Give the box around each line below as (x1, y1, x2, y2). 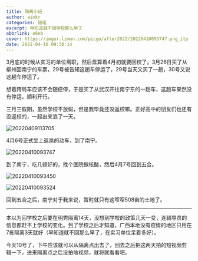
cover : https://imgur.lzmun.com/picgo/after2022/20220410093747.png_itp (6, 36, 189, 42)
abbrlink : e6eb (6, 31, 44, 37)
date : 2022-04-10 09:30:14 (6, 42, 72, 48)
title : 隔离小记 (6, 8, 42, 15)
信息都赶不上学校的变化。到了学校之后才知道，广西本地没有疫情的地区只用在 (6, 222, 192, 229)
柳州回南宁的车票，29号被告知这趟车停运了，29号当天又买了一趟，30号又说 (6, 65, 190, 72)
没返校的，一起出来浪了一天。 (6, 113, 78, 120)
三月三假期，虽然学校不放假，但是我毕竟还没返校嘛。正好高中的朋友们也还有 (6, 105, 192, 113)
